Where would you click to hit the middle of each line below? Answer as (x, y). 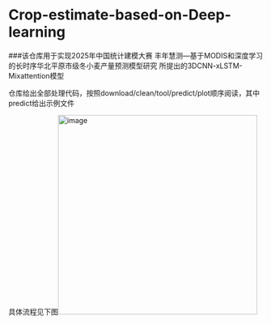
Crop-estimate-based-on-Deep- (120, 15)
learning (37, 32)
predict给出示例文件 (42, 103)
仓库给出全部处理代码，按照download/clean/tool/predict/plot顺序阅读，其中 (134, 93)
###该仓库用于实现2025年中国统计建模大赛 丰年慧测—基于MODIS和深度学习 (135, 55)
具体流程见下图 (33, 311)
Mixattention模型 (36, 75)
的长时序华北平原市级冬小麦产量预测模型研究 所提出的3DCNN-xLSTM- (125, 66)
